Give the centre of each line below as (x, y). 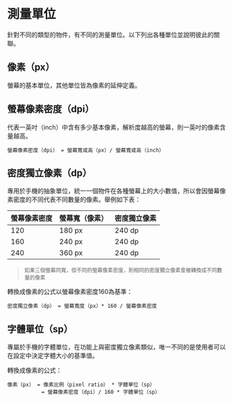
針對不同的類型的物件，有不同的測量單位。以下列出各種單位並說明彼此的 (110, 35)
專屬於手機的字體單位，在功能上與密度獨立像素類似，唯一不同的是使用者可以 (116, 347)
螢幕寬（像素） (84, 219)
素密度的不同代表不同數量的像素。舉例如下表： (74, 200)
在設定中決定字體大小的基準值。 (53, 356)
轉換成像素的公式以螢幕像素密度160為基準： (70, 292)
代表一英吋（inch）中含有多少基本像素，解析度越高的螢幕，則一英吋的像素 (113, 127)
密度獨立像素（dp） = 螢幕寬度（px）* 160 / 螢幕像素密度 (82, 306)
